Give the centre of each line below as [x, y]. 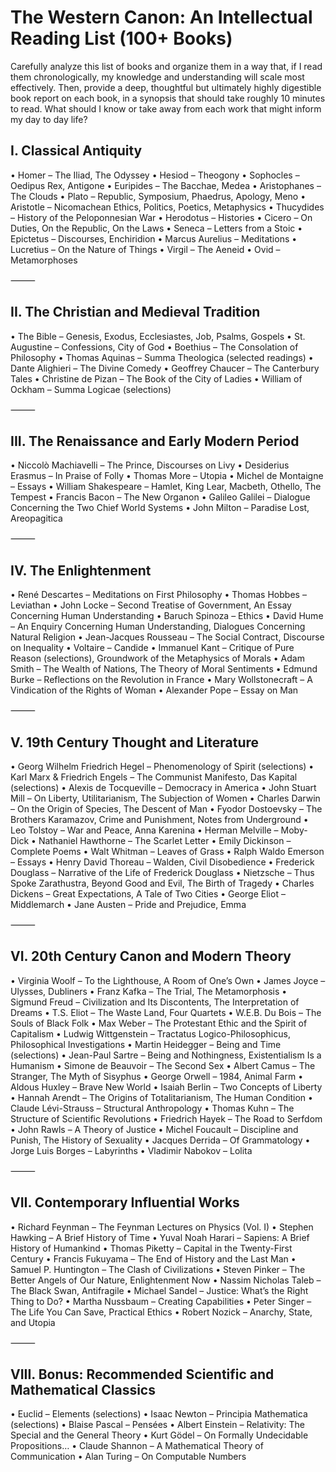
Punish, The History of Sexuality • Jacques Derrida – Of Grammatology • [160, 1140]
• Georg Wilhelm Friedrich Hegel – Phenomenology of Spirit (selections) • [162, 766]
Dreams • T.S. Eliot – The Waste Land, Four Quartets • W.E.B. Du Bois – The [166, 1012]
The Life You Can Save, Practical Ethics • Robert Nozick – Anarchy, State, [161, 1312]
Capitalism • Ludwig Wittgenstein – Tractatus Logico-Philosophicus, [150, 1033]
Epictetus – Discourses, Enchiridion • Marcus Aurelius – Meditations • [154, 238]
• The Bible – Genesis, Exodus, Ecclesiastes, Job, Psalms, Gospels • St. [158, 336]
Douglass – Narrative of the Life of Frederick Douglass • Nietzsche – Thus [162, 872]
